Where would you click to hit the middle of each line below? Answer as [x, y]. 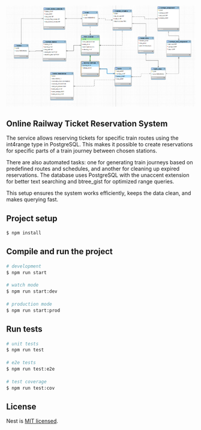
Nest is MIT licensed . [32, 421]
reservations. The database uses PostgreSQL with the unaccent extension [98, 175]
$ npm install [24, 233]
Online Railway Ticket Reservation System [87, 123]
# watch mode [22, 285]
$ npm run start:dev [32, 291]
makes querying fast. [32, 200]
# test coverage [26, 381]
